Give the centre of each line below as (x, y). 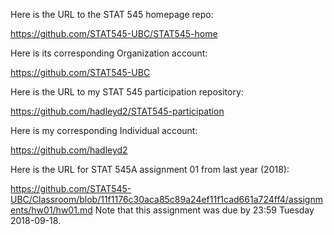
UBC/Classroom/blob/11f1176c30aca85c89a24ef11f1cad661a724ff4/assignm (166, 199)
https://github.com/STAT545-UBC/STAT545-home (114, 33)
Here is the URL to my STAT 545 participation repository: (127, 92)
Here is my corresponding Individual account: (104, 130)
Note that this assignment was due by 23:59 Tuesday (204, 210)
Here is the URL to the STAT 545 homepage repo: (112, 14)
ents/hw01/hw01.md (51, 210)
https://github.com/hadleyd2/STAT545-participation (117, 111)
